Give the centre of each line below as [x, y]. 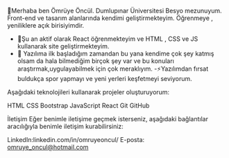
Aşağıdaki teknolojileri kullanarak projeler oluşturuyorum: [88, 92]
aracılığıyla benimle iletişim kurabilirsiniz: [65, 126]
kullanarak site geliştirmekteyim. [63, 46]
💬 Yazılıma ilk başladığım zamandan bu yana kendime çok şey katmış [116, 53]
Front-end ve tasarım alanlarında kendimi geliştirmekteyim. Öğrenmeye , [110, 18]
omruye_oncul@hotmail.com [48, 147]
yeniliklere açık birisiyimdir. [46, 25]
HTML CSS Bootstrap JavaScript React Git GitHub [78, 105]
